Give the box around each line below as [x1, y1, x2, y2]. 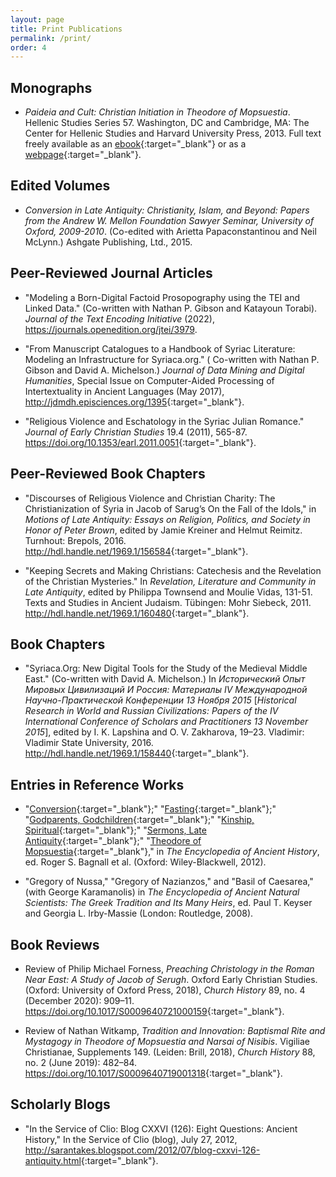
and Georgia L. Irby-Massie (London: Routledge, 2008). [24, 907, 254, 920]
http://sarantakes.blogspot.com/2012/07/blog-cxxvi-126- [24, 1144, 261, 1156]
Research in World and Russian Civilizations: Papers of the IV [24, 705, 279, 717]
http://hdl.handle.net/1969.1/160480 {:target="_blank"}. [24, 607, 250, 619]
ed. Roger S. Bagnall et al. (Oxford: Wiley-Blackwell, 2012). [24, 856, 267, 868]
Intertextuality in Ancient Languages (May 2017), [24, 385, 225, 397]
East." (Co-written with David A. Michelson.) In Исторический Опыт [24, 673, 306, 685]
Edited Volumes [10, 177, 111, 195]
